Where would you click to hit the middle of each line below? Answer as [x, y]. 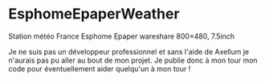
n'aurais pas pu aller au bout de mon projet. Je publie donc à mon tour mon [133, 60]
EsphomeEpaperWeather [94, 14]
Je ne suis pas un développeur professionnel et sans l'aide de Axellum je [129, 51]
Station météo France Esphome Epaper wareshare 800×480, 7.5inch [122, 36]
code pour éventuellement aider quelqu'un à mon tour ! [100, 68]
